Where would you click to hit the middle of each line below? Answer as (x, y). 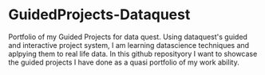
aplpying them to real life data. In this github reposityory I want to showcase (133, 53)
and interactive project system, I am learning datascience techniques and (129, 45)
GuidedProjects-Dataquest (99, 15)
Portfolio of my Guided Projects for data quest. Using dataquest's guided (128, 37)
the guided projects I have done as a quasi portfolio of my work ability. (124, 62)
